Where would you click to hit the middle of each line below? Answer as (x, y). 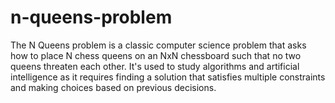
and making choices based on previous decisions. (113, 87)
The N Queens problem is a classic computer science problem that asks (158, 45)
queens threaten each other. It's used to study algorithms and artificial (155, 66)
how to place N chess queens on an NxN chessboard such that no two (156, 55)
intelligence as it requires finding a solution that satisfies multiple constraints (168, 77)
